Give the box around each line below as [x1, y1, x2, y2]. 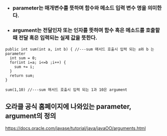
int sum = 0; [10, 56, 37, 61]
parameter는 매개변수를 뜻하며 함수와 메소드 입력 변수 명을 [12, 4, 146, 11]
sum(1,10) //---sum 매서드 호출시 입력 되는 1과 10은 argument [5, 87, 127, 92]
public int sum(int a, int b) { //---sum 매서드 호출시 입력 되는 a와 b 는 [5, 47, 154, 52]
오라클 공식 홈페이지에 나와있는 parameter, [5, 102, 131, 111]
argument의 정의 [5, 111, 56, 120]
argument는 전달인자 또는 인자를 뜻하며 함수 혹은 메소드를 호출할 [12, 27, 160, 34]
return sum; [10, 73, 35, 78]
